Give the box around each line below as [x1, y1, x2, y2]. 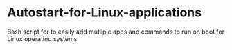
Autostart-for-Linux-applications [7, 5, 202, 21]
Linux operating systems [7, 34, 78, 42]
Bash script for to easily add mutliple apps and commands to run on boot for [7, 27, 225, 36]
